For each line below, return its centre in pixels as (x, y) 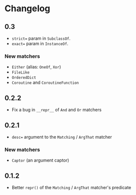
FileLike (21, 73)
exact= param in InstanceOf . (40, 44)
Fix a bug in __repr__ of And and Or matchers (57, 110)
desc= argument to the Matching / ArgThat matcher (62, 137)
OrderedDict (24, 78)
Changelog (27, 9)
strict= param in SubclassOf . (41, 38)
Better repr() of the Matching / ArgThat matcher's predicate (71, 188)
